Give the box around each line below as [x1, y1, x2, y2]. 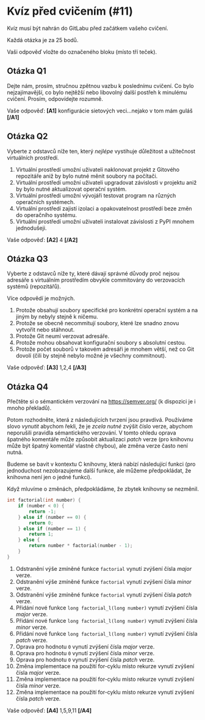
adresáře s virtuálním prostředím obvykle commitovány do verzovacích [7, 276, 185, 284]
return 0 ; [29, 520, 54, 526]
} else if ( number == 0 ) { [18, 514, 87, 520]
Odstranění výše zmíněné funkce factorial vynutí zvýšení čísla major [15, 565, 192, 572]
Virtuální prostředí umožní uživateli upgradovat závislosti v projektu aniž [15, 178, 197, 186]
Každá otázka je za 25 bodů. [7, 36, 79, 43]
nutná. [7, 449, 23, 456]
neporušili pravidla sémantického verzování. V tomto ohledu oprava [7, 429, 176, 436]
